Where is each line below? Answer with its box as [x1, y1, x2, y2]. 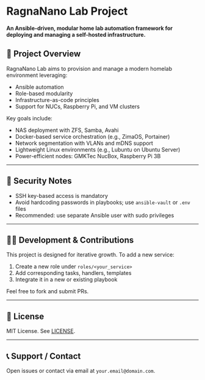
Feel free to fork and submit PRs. [6, 288, 89, 295]
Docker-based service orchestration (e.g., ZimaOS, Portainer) [15, 133, 170, 140]
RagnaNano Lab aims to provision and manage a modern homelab [6, 65, 173, 72]
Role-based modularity [15, 90, 73, 97]
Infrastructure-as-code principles [15, 96, 99, 103]
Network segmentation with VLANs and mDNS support [15, 139, 154, 147]
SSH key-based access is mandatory [15, 192, 109, 199]
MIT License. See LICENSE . [6, 327, 76, 335]
